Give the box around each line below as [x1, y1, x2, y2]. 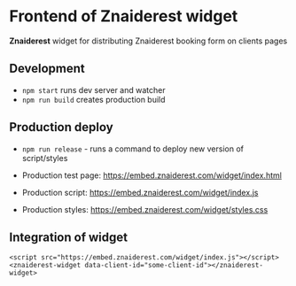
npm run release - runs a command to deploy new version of [21, 143, 244, 154]
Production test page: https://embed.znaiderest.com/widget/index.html [21, 170, 282, 181]
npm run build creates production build [21, 94, 166, 104]
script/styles [21, 152, 68, 163]
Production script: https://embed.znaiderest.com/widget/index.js [21, 187, 259, 197]
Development [9, 61, 86, 76]
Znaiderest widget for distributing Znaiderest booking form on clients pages [9, 35, 288, 46]
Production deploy [9, 120, 113, 135]
